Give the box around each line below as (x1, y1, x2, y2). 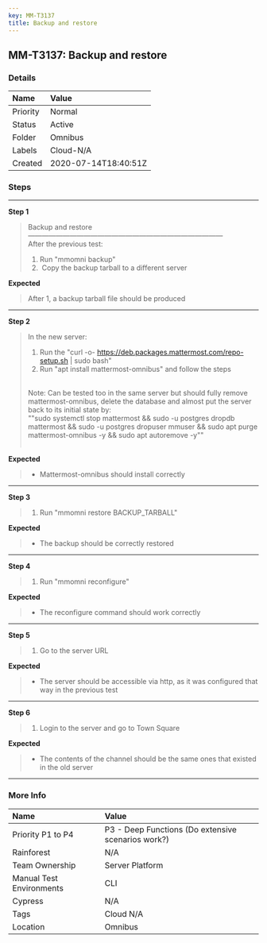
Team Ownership (12, 860, 76, 871)
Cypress (12, 895, 44, 906)
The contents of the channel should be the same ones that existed (39, 754, 257, 763)
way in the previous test (39, 685, 118, 695)
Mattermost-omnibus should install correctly (39, 470, 185, 479)
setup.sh (39, 356, 69, 365)
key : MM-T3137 (8, 11, 56, 20)
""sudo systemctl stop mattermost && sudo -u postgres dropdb (27, 414, 235, 423)
